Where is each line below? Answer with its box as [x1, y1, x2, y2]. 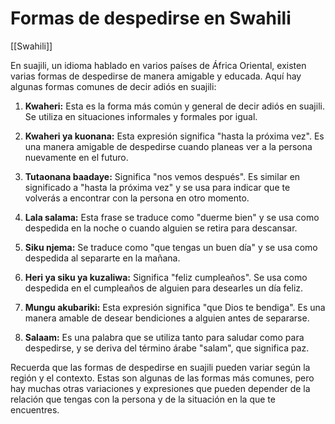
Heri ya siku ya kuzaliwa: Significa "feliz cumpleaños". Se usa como [24, 271, 308, 283]
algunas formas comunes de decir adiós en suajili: [10, 80, 217, 92]
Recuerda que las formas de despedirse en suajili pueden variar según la [10, 361, 311, 373]
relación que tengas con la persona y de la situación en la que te [10, 393, 276, 405]
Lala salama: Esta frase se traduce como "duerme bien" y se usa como [24, 211, 320, 223]
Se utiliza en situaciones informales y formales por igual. [24, 110, 258, 122]
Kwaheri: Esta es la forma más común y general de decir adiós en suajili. [24, 100, 325, 112]
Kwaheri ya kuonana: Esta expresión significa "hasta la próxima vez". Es [24, 130, 325, 142]
